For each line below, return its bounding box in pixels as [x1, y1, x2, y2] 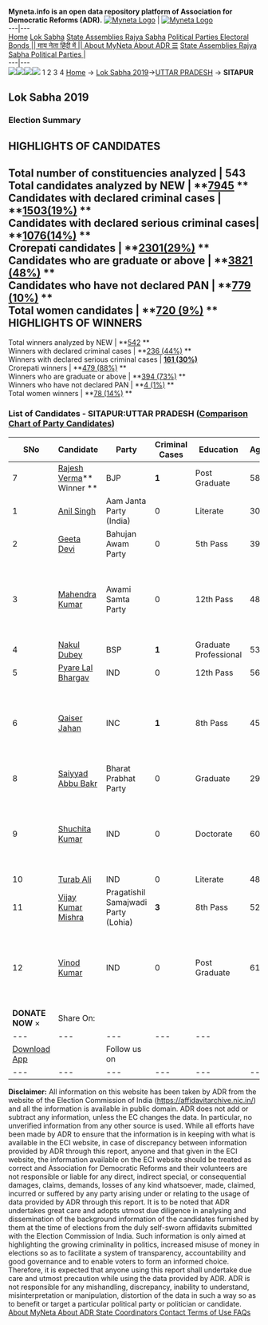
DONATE [12, 1007, 46, 1018]
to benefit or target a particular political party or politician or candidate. [8, 1299, 242, 1308]
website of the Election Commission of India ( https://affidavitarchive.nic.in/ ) [8, 1095, 257, 1105]
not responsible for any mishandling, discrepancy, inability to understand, [8, 1282, 250, 1291]
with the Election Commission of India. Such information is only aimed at [8, 1231, 246, 1240]
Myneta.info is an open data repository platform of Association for [8, 7, 233, 16]
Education [199, 443, 238, 454]
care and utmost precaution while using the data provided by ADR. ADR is [8, 1273, 250, 1283]
